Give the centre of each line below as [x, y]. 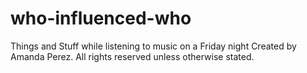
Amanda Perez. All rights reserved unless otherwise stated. [132, 56]
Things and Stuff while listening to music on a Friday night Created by [153, 46]
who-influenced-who [101, 18]
